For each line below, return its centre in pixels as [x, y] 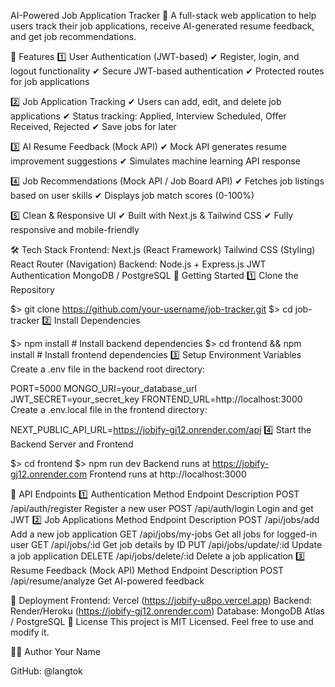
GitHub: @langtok [46, 671]
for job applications [50, 81]
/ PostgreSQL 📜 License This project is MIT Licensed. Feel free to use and [162, 621]
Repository [32, 289]
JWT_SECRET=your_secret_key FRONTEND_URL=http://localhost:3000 [156, 399]
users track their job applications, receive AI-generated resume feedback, [162, 26]
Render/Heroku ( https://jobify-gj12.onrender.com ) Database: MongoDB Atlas [167, 611]
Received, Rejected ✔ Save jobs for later [93, 126]
